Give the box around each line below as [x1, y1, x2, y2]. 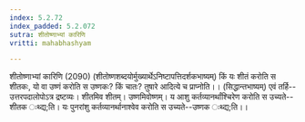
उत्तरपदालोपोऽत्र [9, 91, 55, 102]
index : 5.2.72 [9, 13, 64, 23]
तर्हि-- [278, 81, 297, 92]
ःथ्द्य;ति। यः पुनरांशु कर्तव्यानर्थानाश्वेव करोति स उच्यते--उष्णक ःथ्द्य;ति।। [26, 101, 249, 113]
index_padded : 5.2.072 [9, 22, 96, 31]
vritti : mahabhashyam [9, 38, 92, 48]
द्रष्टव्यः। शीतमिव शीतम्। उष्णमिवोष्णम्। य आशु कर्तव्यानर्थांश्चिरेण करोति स [56, 91, 268, 102]
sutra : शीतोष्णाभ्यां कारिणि [9, 30, 86, 39]
